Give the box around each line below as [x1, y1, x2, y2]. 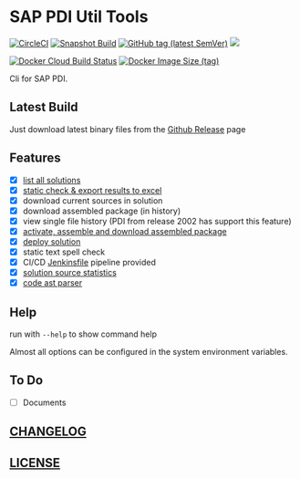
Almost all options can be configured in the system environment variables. [9, 347, 289, 358]
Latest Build [9, 99, 79, 115]
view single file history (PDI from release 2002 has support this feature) [22, 215, 292, 226]
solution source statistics [22, 267, 117, 278]
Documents [22, 397, 67, 408]
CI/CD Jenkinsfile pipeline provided [22, 257, 157, 268]
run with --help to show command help [9, 328, 158, 339]
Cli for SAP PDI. [9, 73, 68, 84]
